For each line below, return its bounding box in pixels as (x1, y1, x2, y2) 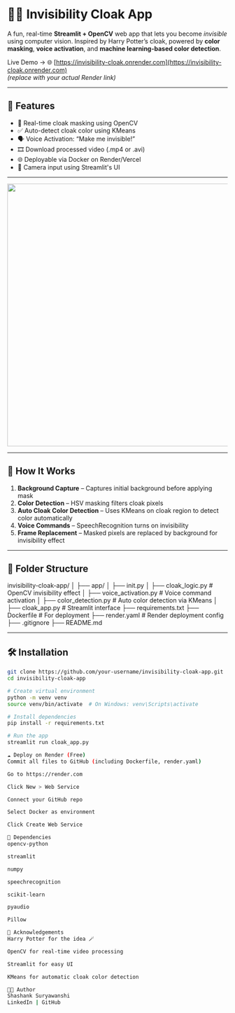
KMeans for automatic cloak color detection (7, 973, 139, 980)
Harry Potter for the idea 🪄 (7, 935, 94, 943)
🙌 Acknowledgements (7, 929, 64, 936)
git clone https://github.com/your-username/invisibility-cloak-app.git (7, 668, 224, 675)
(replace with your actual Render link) (7, 73, 117, 81)
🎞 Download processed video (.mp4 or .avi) (17, 145, 145, 153)
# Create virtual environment (7, 687, 96, 694)
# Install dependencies (7, 713, 77, 720)
